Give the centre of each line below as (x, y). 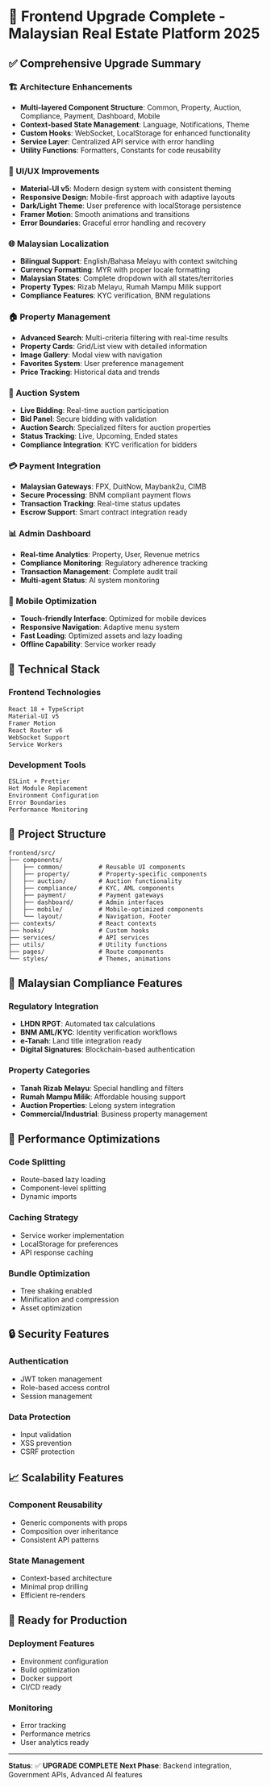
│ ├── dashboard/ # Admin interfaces (86, 902)
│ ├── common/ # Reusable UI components (97, 867)
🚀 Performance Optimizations (84, 1139)
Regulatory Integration (54, 1006)
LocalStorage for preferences (69, 1243)
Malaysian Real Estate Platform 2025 (134, 33)
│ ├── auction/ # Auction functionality (95, 881)
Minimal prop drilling (54, 1586)
